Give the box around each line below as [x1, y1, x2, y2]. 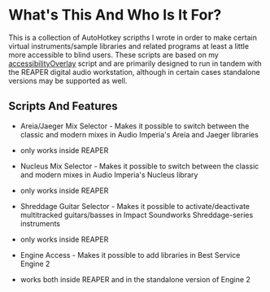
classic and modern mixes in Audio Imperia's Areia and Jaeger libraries [20, 129, 259, 139]
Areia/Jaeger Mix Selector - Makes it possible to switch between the [20, 120, 250, 131]
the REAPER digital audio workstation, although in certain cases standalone [8, 67, 260, 76]
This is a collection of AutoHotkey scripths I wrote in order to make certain [8, 33, 258, 42]
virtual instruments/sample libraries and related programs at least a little [8, 41, 250, 50]
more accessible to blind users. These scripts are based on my [8, 50, 220, 59]
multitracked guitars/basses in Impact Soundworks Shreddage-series [20, 210, 254, 220]
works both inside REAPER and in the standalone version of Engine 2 [20, 274, 250, 284]
